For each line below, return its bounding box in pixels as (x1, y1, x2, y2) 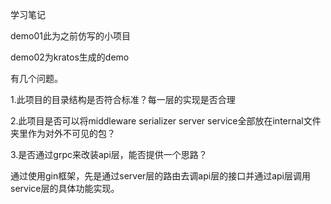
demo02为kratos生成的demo (10, 51, 130, 63)
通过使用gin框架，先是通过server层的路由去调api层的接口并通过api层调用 (10, 170, 311, 182)
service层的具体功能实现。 (10, 183, 120, 194)
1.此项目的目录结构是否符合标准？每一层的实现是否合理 (10, 94, 236, 105)
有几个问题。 (10, 73, 63, 84)
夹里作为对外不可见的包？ (10, 128, 116, 139)
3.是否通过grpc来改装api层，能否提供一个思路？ (10, 149, 208, 160)
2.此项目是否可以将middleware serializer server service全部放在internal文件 (10, 115, 322, 127)
